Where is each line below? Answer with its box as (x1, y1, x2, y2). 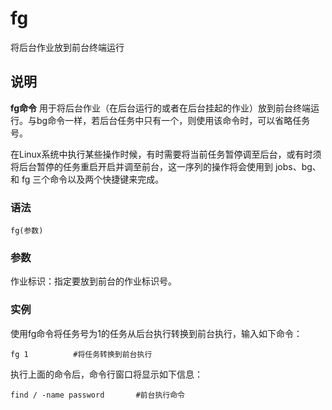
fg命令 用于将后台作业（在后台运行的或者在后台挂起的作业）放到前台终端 (10, 102, 312, 114)
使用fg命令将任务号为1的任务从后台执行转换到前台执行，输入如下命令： (10, 327, 303, 339)
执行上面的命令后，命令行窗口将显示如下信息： (10, 368, 203, 380)
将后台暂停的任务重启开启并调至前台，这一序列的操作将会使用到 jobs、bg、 (10, 160, 322, 172)
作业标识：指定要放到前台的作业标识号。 (10, 275, 177, 287)
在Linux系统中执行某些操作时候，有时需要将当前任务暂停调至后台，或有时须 (10, 148, 322, 160)
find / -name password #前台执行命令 (10, 390, 185, 400)
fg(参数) (10, 226, 44, 236)
